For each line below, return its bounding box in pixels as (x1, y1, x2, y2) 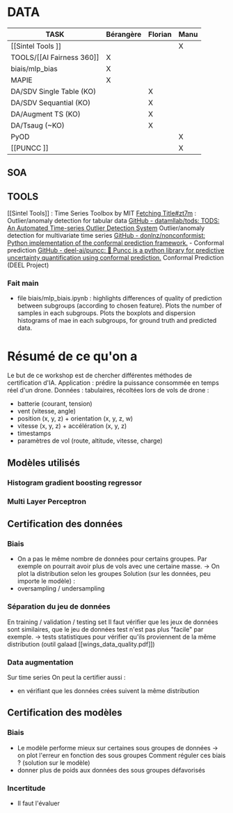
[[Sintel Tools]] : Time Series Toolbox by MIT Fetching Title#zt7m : (7, 209, 197, 218)
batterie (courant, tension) (17, 400, 93, 408)
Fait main (7, 278, 40, 288)
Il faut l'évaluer (17, 799, 61, 807)
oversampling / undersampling (17, 584, 105, 593)
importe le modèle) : (17, 577, 75, 586)
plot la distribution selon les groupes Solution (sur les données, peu (17, 570, 211, 578)
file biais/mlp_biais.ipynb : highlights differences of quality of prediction (17, 294, 223, 303)
